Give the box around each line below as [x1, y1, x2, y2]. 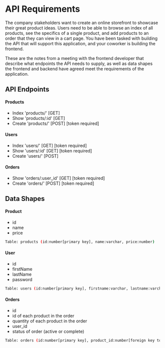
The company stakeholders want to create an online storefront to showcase [5, 20, 159, 26]
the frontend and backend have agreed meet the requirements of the [5, 65, 144, 72]
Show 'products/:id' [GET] [12, 115, 65, 121]
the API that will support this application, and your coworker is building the [5, 40, 156, 46]
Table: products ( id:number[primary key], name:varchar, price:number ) [5, 239, 155, 244]
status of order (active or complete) [12, 328, 84, 334]
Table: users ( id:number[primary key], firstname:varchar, [5, 286, 129, 291]
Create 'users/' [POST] [12, 153, 59, 159]
